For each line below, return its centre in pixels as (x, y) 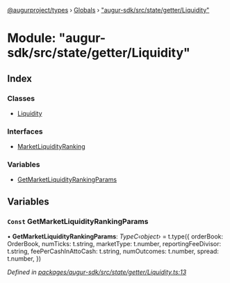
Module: (32, 38)
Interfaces (25, 131)
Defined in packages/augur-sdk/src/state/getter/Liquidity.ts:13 (97, 272)
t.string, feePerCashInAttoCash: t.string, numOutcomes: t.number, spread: (113, 251)
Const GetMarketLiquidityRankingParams (78, 221)
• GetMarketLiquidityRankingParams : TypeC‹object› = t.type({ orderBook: (115, 236)
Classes (21, 98)
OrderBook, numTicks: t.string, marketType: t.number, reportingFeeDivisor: (114, 244)
